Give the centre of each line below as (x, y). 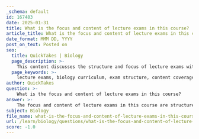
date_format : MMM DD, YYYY (39, 39)
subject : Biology (28, 111)
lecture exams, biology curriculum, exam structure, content (94, 77)
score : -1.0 (21, 127)
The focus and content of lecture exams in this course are (92, 105)
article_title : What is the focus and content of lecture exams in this (98, 34)
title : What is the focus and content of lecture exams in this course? (98, 28)
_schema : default (28, 12)
